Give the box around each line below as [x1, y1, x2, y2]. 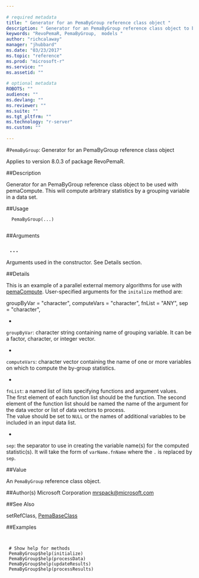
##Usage [6, 205, 29, 212]
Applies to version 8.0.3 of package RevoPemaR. [6, 158, 126, 165]
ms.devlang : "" [6, 97, 44, 103]
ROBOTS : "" [6, 86, 33, 92]
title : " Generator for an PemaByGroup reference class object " [6, 20, 171, 26]
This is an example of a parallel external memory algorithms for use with [6, 282, 182, 289]
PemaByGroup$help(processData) [8, 556, 86, 562]
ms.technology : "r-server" [6, 119, 73, 125]
